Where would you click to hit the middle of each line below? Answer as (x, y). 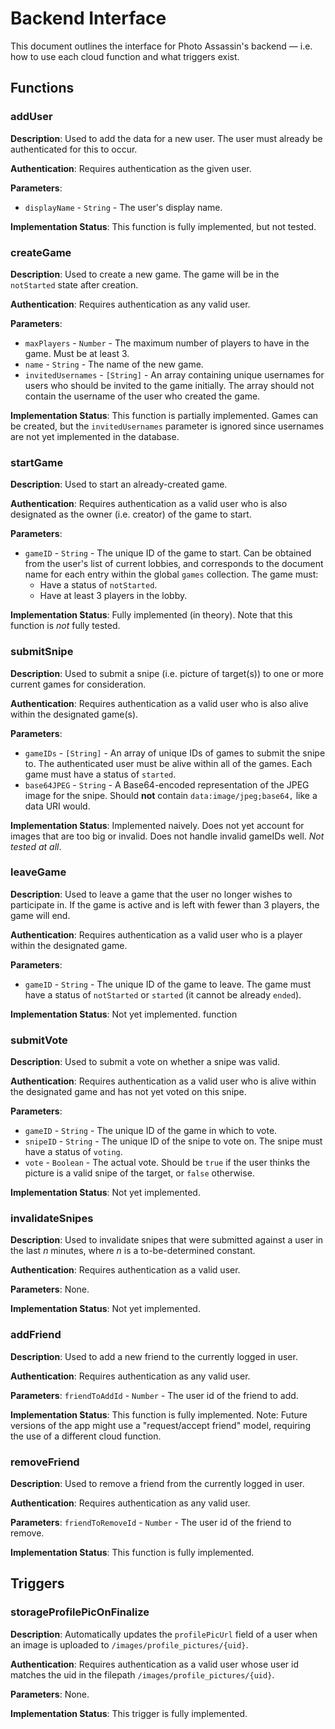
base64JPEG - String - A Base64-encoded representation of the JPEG (167, 784)
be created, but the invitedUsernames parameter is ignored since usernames (167, 426)
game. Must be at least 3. (77, 353)
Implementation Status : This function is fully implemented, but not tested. (163, 226)
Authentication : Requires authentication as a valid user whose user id (155, 1664)
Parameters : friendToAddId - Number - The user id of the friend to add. (154, 1395)
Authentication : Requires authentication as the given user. (131, 168)
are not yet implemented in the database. (95, 436)
